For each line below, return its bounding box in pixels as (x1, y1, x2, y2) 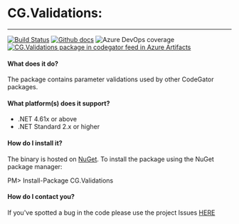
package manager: (7, 162, 63, 170)
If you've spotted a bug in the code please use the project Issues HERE (7, 208, 216, 217)
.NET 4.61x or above (17, 115, 77, 123)
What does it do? (7, 59, 59, 68)
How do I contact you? (7, 193, 75, 201)
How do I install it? (7, 138, 63, 147)
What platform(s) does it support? (7, 98, 110, 108)
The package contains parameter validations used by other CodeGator (7, 75, 214, 83)
